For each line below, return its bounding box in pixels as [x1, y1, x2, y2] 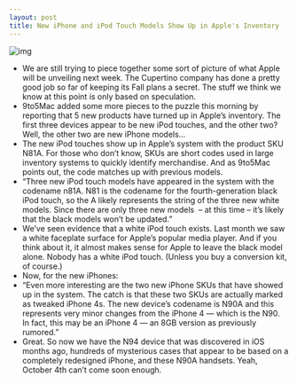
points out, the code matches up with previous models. [21, 166, 223, 177]
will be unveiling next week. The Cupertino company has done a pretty [21, 72, 281, 82]
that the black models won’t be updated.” [21, 214, 173, 224]
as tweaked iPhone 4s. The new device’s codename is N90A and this [21, 298, 275, 309]
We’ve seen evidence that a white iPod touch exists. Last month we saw [21, 223, 285, 233]
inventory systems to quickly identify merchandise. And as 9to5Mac [21, 157, 271, 168]
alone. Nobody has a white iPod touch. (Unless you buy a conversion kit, [21, 251, 287, 262]
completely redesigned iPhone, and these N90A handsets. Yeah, [21, 355, 259, 365]
